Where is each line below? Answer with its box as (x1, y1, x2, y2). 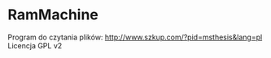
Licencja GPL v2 (7, 40, 63, 50)
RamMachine (7, 6, 99, 24)
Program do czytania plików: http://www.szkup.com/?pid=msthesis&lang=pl (7, 32, 263, 42)
